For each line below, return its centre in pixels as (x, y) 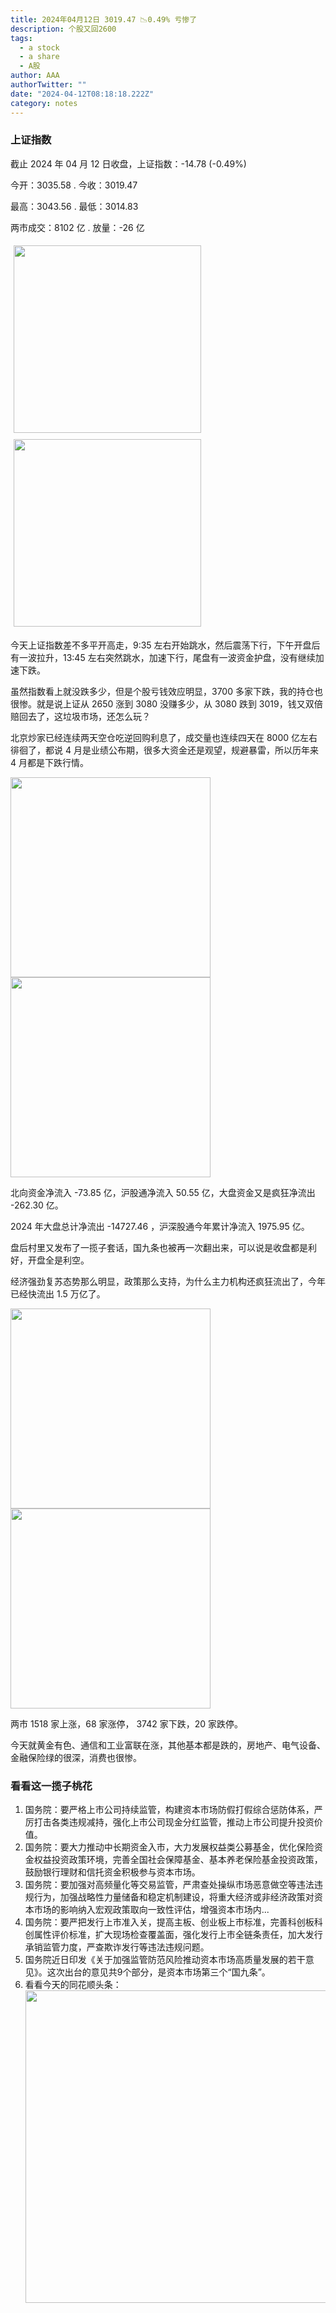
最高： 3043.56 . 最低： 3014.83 (74, 206)
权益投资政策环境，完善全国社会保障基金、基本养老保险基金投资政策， (178, 1860)
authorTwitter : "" (48, 85)
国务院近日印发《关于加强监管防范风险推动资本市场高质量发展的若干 (165, 1960)
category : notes (44, 103)
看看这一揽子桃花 (51, 1786)
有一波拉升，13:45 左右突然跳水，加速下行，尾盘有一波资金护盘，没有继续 (163, 657)
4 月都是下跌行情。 (49, 762)
